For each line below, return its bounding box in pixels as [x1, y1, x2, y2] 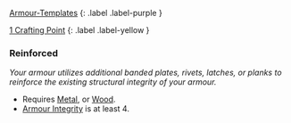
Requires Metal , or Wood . [21, 94, 116, 105]
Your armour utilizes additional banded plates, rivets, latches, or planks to [9, 67, 283, 78]
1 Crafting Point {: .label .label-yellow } [9, 25, 150, 35]
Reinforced [9, 46, 59, 59]
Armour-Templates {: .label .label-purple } [9, 8, 162, 18]
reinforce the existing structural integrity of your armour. [9, 77, 217, 87]
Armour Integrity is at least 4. [21, 103, 129, 114]
